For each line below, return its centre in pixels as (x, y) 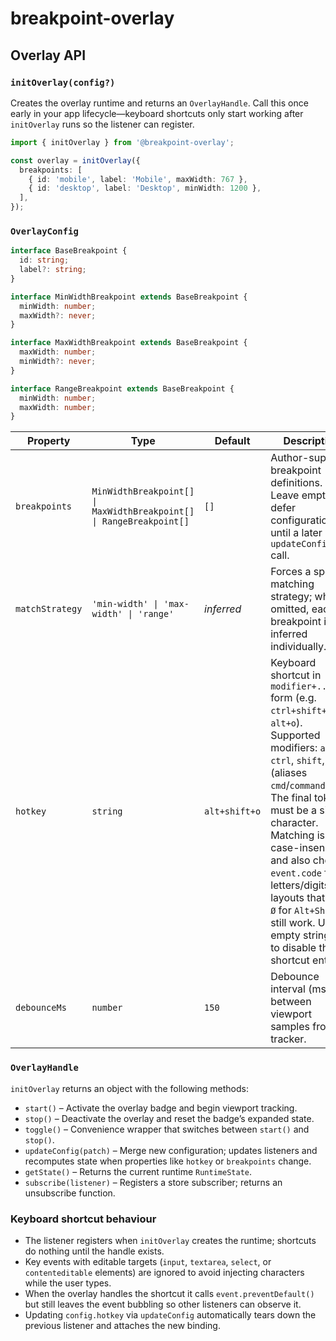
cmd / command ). (301, 785)
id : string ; (44, 260)
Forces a (291, 572)
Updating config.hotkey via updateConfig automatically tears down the (170, 1314)
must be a (293, 810)
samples (290, 1027)
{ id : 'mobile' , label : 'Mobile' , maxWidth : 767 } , (138, 179)
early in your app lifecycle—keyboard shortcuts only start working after (157, 113)
